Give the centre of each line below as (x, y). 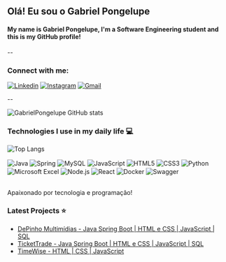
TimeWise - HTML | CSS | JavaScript (71, 251)
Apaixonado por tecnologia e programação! (70, 192)
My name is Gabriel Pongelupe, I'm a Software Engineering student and (113, 29)
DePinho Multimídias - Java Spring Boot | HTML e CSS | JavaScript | (116, 228)
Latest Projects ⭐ (37, 211)
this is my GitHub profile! (44, 36)
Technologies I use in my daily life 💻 (70, 131)
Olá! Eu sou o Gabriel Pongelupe (79, 12)
